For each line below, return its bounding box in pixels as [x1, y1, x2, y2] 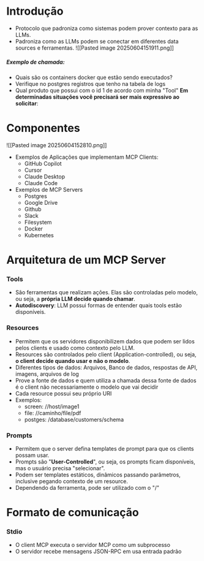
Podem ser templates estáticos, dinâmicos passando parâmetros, [15, 471, 181, 478]
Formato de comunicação [6, 506, 139, 519]
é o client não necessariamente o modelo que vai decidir [15, 383, 159, 391]
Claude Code [24, 179, 58, 186]
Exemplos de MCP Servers [15, 186, 83, 193]
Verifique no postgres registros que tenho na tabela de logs [15, 80, 166, 87]
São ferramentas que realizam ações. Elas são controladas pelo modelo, [15, 289, 198, 296]
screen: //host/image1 [24, 403, 80, 410]
